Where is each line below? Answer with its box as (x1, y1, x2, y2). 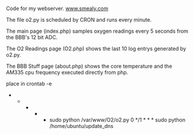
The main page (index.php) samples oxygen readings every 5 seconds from (6, 27, 189, 34)
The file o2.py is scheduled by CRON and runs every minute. (6, 16, 152, 23)
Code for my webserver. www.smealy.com (6, 5, 109, 12)
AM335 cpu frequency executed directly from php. (6, 69, 129, 75)
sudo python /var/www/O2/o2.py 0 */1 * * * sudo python (49, 116, 186, 123)
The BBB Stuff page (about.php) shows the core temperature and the (6, 63, 172, 70)
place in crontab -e (6, 80, 52, 87)
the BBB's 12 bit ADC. (6, 34, 58, 40)
